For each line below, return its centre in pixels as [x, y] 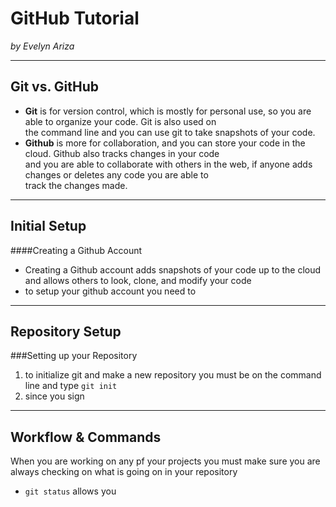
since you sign [54, 396]
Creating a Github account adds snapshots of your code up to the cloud [173, 269]
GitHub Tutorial [75, 18]
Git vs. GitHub [55, 87]
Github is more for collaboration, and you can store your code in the [165, 143]
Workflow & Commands [86, 437]
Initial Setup [48, 226]
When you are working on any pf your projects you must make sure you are [165, 461]
